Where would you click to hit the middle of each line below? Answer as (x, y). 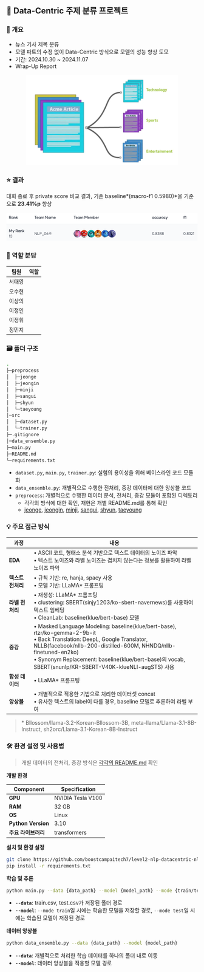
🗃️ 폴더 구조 (22, 349)
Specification (78, 789)
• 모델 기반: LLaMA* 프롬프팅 (69, 585)
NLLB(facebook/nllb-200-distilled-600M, (87, 646)
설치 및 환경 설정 (25, 847)
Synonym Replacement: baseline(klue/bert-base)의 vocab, (111, 659)
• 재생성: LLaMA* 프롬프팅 (65, 595)
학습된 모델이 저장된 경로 (56, 918)
